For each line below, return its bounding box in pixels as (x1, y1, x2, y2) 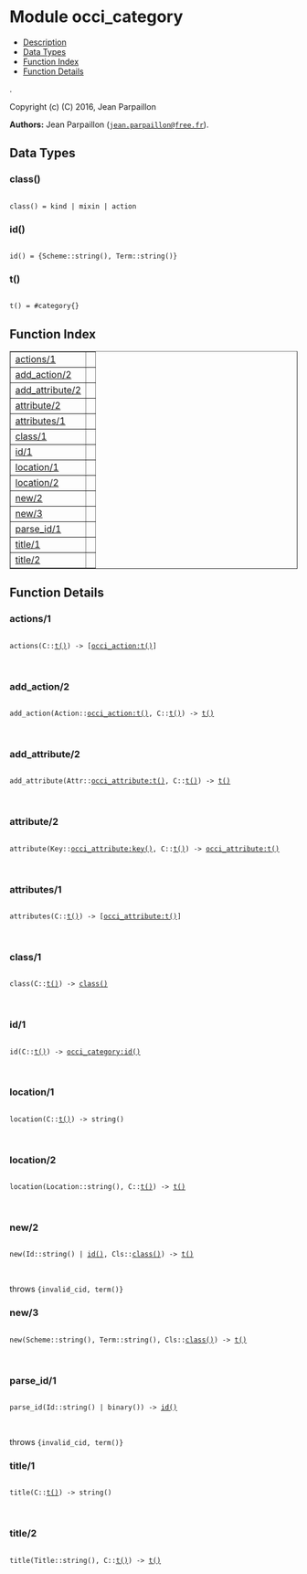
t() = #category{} (9, 302, 79, 311)
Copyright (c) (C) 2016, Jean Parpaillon (9, 101, 157, 112)
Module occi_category (9, 6, 184, 27)
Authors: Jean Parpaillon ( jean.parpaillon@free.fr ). (9, 119, 209, 130)
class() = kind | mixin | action (9, 201, 137, 211)
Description (22, 37, 67, 48)
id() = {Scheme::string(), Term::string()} (9, 252, 178, 261)
